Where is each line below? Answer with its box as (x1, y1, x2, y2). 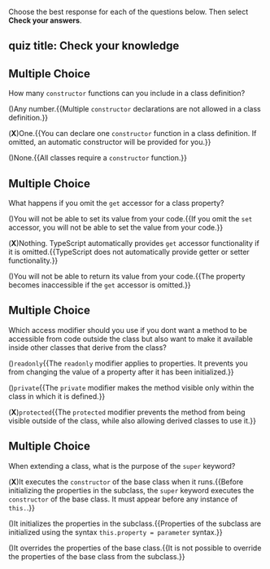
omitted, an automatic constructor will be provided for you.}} (8, 138, 211, 147)
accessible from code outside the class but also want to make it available (8, 334, 254, 344)
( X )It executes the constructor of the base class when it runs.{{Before (8, 476, 244, 487)
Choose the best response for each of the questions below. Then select (8, 7, 249, 16)
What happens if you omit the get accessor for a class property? (8, 199, 224, 208)
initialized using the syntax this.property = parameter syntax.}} (8, 527, 223, 536)
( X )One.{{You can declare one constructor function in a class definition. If (8, 129, 257, 138)
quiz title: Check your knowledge (8, 39, 180, 53)
